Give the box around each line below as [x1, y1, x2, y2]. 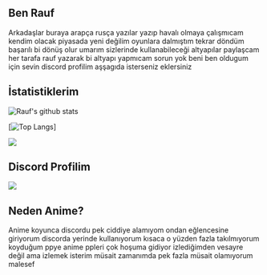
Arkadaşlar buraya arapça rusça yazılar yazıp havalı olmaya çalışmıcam [8, 27, 244, 37]
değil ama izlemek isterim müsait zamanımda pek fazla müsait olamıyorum [8, 251, 253, 261]
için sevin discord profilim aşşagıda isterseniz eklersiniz [8, 62, 192, 71]
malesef [8, 260, 35, 269]
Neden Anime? [8, 204, 84, 217]
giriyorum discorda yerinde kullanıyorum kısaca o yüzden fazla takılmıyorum [8, 234, 260, 244]
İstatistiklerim [8, 85, 79, 99]
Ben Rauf [8, 6, 55, 20]
